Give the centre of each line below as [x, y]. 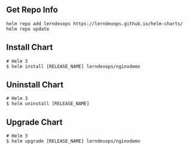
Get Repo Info [32, 10]
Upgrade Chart [34, 122]
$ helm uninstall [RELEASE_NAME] [48, 104]
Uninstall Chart [35, 85]
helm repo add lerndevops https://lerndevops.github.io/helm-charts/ [95, 23]
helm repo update [28, 29]
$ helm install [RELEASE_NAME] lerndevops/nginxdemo [73, 66]
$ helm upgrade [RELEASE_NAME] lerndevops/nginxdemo [73, 141]
